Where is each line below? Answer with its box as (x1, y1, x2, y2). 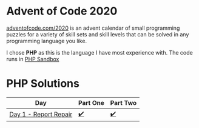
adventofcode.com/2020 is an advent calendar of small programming (6, 24, 180, 32)
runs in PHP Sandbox (6, 55, 59, 62)
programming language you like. (6, 37, 87, 44)
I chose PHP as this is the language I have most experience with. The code (6, 49, 193, 56)
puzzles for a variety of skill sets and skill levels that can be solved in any (6, 30, 189, 38)
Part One (78, 98, 105, 107)
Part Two (110, 98, 137, 107)
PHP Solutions (6, 77, 80, 90)
